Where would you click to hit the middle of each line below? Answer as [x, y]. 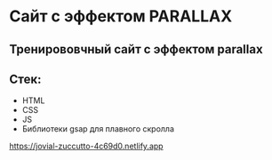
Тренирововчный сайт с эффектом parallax [136, 49]
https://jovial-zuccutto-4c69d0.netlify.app [86, 146]
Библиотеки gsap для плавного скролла [98, 129]
